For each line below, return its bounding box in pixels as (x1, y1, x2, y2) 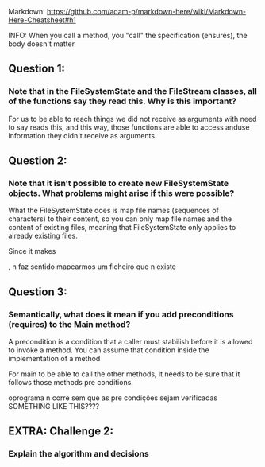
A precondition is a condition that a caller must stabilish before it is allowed (8, 337, 253, 347)
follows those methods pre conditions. (8, 378, 133, 387)
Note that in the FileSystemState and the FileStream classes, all (8, 86, 258, 97)
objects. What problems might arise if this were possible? (8, 188, 235, 198)
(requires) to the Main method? (8, 318, 131, 329)
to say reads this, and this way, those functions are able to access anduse (8, 123, 250, 132)
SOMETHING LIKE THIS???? (8, 402, 100, 411)
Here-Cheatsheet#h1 (8, 15, 77, 25)
